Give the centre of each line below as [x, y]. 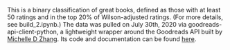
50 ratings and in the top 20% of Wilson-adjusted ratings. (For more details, [115, 17]
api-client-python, [33, 32]
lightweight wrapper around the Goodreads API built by [144, 32]
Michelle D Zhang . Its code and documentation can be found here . [102, 39]
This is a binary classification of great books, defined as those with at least [114, 10]
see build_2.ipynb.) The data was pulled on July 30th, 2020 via [97, 24]
